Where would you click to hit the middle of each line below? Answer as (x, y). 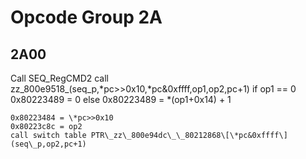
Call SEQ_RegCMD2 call (59, 78)
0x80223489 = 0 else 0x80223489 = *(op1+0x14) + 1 (121, 99)
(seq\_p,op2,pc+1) (48, 144)
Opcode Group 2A (86, 17)
